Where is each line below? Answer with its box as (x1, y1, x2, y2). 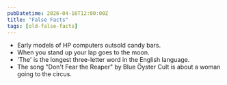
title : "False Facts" (7, 16, 69, 23)
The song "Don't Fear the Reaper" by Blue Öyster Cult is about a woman (16, 63, 221, 71)
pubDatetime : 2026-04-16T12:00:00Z (7, 10, 109, 17)
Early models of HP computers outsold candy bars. (16, 41, 161, 50)
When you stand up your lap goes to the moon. (16, 48, 150, 56)
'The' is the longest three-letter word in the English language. (16, 56, 190, 64)
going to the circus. (16, 70, 72, 78)
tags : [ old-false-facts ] (7, 22, 78, 29)
